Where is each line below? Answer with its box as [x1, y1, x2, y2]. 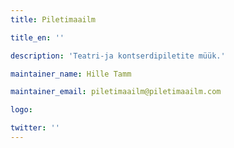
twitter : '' [10, 123, 60, 133]
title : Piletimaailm [10, 14, 97, 25]
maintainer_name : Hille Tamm [10, 69, 132, 79]
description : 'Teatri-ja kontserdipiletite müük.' [10, 51, 226, 61]
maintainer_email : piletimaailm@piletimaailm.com [10, 87, 222, 97]
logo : [10, 105, 33, 115]
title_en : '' [10, 32, 65, 43]
